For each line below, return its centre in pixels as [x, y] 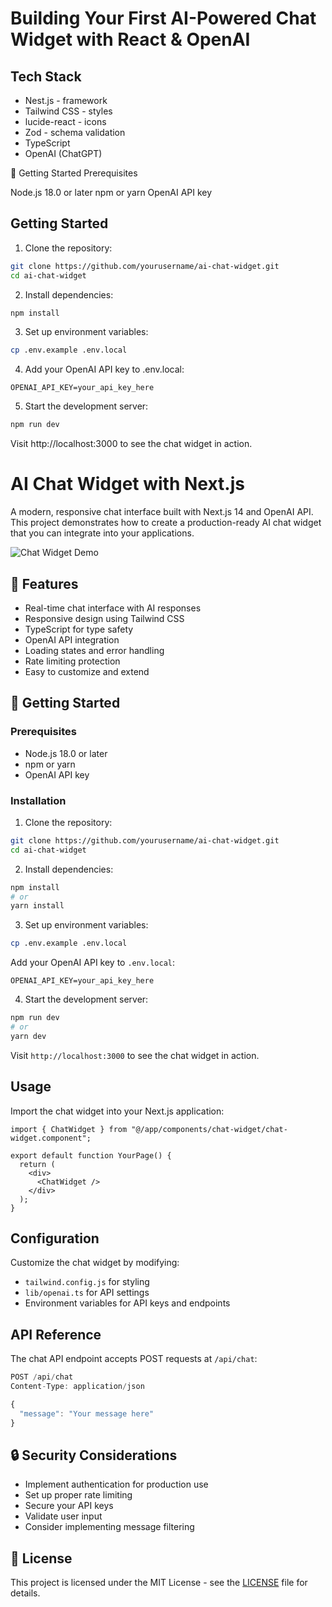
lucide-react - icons [65, 121]
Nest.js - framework [66, 100]
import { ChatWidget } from [69, 1129]
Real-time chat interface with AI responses [113, 608]
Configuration [55, 1238]
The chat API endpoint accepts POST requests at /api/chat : [134, 1359]
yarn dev [28, 1036]
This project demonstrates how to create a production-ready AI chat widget [166, 523]
